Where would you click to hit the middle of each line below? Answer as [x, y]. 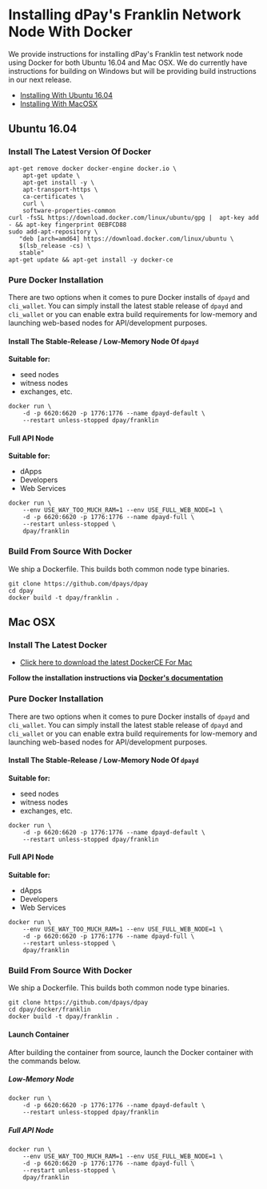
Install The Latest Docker [58, 645]
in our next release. [40, 79]
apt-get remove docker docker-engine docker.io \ [93, 168]
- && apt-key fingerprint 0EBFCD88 [68, 225]
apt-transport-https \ [60, 189]
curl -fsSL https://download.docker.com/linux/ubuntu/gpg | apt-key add [134, 217]
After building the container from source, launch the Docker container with [131, 1052]
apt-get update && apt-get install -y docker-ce [91, 260]
